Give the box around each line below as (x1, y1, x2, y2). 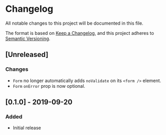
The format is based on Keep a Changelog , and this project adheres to (5, 30, 154, 36)
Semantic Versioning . (5, 35, 50, 42)
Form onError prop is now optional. (12, 83, 86, 89)
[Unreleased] (5, 50, 49, 59)
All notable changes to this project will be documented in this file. (5, 20, 144, 26)
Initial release (12, 125, 41, 131)
